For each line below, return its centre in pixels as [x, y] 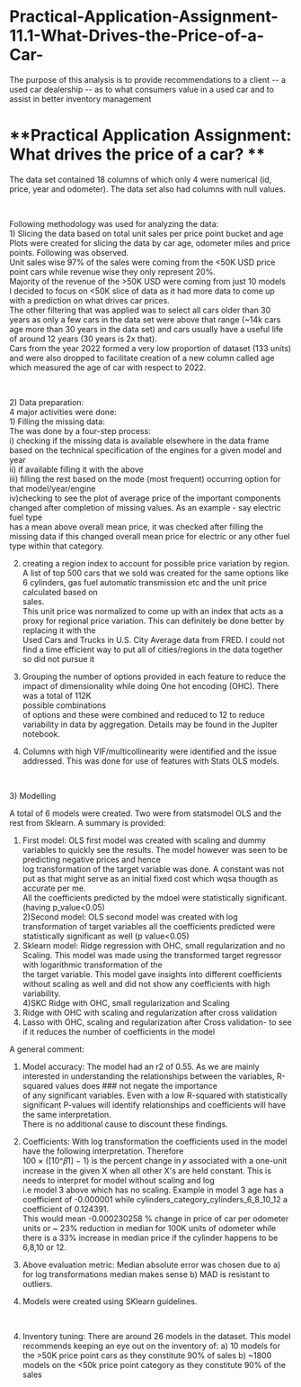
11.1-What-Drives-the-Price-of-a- [137, 36]
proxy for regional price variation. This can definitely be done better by [153, 621]
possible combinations [64, 705]
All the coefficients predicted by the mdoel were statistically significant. [155, 897]
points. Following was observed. [69, 252]
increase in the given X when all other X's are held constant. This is [147, 1170]
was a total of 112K [57, 695]
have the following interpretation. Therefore [103, 1151]
